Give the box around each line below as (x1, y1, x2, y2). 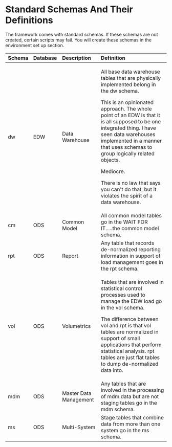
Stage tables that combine (100, 414, 164, 421)
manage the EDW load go (100, 298, 162, 305)
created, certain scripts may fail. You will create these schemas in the (5, 37, 152, 43)
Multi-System (62, 423, 96, 431)
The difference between (100, 316, 159, 323)
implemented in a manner (100, 137, 162, 144)
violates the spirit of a (100, 192, 153, 199)
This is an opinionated (100, 99, 154, 106)
